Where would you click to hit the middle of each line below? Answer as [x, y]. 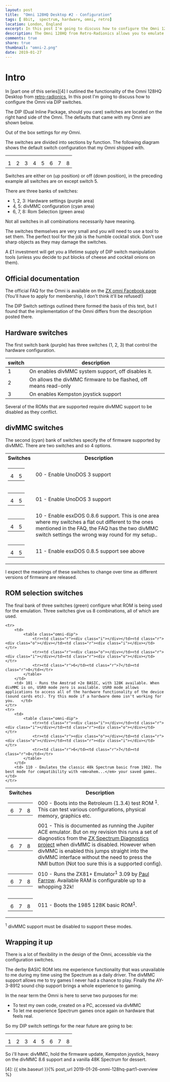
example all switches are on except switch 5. [52, 181]
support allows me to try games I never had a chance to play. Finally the [80, 980]
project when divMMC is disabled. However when [97, 844]
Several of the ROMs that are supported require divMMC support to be [79, 407]
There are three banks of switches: [42, 191]
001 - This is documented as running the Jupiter [96, 825]
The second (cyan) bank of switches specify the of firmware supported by [83, 440]
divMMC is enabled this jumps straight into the [93, 851]
